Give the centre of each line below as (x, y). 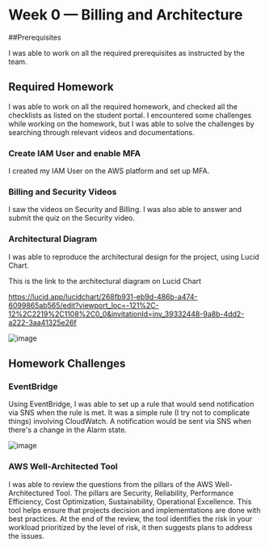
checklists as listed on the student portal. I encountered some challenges (130, 115)
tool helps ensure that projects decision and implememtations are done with (134, 510)
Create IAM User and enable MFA (75, 153)
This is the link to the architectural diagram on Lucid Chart (105, 281)
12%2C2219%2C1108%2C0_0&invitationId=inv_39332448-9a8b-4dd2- (126, 314)
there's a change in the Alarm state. (68, 430)
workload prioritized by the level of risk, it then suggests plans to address (130, 527)
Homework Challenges (67, 364)
